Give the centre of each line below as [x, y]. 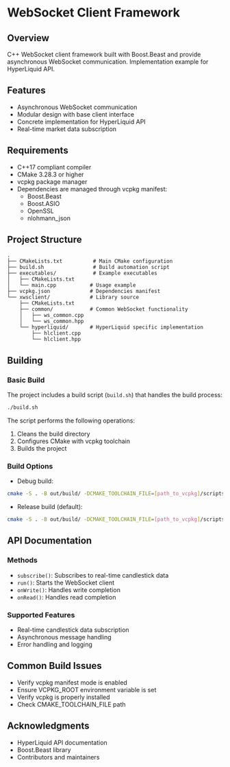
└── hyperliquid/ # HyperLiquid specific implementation [112, 327]
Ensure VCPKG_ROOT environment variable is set [87, 689]
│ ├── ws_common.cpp [52, 316]
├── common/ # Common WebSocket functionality [104, 309]
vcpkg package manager [52, 181]
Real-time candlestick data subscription [73, 630]
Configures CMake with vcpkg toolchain [73, 441]
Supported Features [41, 615]
